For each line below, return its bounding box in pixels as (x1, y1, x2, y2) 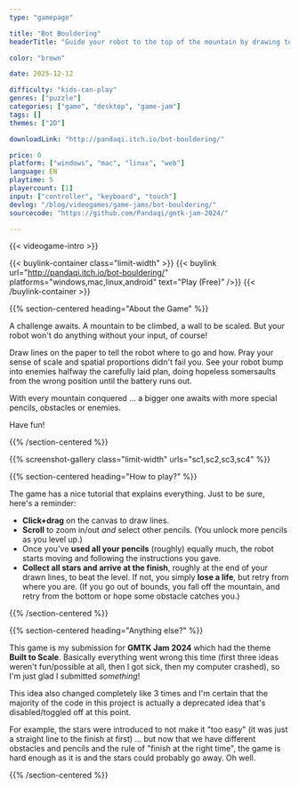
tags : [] (9, 110, 42, 119)
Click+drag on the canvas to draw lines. (21, 515, 170, 526)
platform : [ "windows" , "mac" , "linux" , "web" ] (9, 159, 185, 168)
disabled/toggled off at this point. (9, 707, 132, 718)
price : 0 (9, 150, 42, 160)
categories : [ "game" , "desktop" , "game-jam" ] (9, 102, 181, 111)
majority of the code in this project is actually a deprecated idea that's (9, 697, 266, 708)
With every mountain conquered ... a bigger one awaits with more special (9, 393, 278, 404)
